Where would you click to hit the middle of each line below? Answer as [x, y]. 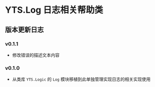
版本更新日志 [24, 30]
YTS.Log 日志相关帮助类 [54, 10]
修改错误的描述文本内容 [36, 55]
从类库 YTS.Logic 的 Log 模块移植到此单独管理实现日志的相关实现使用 [81, 79]
